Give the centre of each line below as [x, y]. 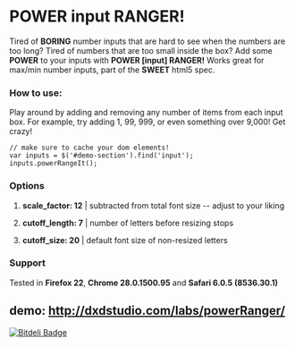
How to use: [36, 93]
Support [28, 263]
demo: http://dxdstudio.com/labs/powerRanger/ [147, 311]
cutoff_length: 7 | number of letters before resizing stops [128, 223]
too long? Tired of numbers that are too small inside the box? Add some [141, 50]
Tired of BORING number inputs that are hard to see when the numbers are [147, 41]
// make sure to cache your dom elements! [89, 148]
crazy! [21, 131]
